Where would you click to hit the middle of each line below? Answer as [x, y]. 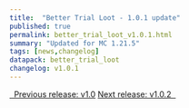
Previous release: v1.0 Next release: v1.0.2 [92, 94]
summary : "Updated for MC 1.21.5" [75, 43]
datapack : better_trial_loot [65, 60]
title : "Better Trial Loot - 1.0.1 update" [95, 18]
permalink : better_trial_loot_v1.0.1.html [91, 34]
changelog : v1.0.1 [44, 69]
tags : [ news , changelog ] [55, 52]
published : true [40, 26]
